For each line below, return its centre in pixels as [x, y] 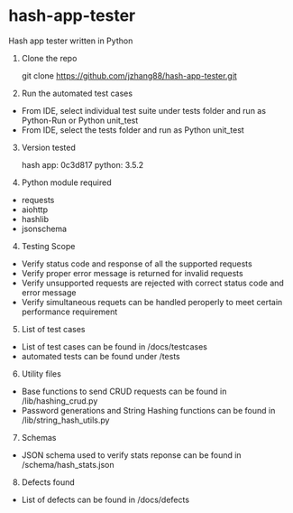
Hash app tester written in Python [71, 41]
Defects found [48, 482]
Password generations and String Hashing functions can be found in [148, 410]
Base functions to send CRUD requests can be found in [124, 391]
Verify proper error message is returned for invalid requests [133, 273]
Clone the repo [49, 58]
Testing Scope [48, 246]
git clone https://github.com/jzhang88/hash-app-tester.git [129, 75]
